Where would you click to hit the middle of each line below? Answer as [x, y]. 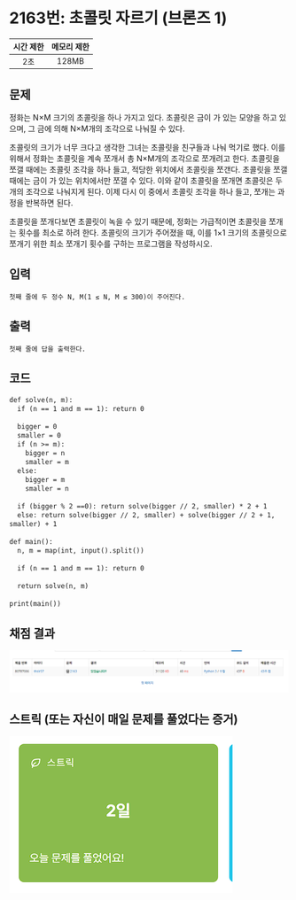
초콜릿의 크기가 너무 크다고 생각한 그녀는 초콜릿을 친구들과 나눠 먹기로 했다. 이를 [148, 147]
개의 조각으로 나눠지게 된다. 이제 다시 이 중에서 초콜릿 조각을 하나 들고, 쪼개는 [143, 192]
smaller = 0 [39, 436]
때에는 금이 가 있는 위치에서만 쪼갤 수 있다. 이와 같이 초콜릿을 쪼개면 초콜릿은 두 [146, 181]
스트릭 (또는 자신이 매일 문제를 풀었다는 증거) [124, 719]
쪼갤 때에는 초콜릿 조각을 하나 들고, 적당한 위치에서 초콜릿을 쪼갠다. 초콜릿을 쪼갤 [148, 170]
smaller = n [47, 489]
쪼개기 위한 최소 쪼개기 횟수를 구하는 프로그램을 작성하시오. [111, 244]
